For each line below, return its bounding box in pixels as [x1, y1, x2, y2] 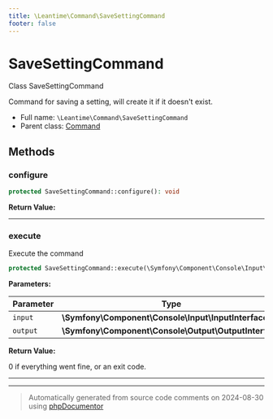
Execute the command [8, 248, 84, 258]
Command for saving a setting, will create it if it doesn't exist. [8, 97, 214, 106]
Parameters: [8, 279, 51, 289]
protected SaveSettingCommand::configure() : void [8, 188, 180, 196]
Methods [8, 145, 55, 158]
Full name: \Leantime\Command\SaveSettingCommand [19, 113, 188, 123]
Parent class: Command [19, 121, 101, 131]
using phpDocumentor [28, 401, 104, 411]
